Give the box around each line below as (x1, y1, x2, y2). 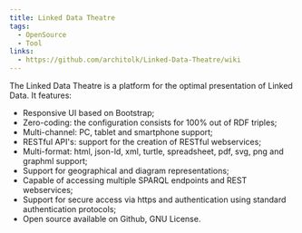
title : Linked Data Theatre (9, 13, 116, 23)
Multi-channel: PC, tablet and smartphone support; (22, 127, 213, 137)
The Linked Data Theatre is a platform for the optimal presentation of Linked (9, 81, 293, 91)
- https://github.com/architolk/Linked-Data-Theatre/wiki (17, 55, 242, 64)
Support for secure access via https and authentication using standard (22, 194, 287, 205)
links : (9, 47, 34, 56)
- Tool (17, 38, 43, 48)
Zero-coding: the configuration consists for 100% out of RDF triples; (22, 117, 278, 128)
